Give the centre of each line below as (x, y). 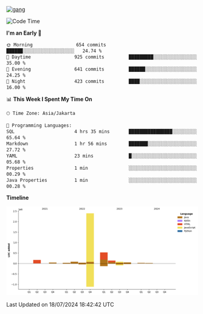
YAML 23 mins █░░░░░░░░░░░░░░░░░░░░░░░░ (102, 156)
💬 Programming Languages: (39, 125)
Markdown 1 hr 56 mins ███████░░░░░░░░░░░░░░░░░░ (102, 144)
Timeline (18, 197)
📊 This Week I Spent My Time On (49, 99)
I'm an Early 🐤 (24, 33)
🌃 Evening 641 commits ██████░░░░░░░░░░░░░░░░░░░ (102, 69)
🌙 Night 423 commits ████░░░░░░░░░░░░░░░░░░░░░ (102, 82)
